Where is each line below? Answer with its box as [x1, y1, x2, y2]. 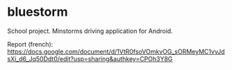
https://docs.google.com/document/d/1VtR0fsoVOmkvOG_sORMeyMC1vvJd [7, 47, 225, 56]
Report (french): [7, 40, 53, 48]
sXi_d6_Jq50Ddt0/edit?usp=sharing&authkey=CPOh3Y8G [7, 54, 173, 62]
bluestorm [7, 4, 68, 20]
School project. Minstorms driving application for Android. [7, 27, 174, 35]
